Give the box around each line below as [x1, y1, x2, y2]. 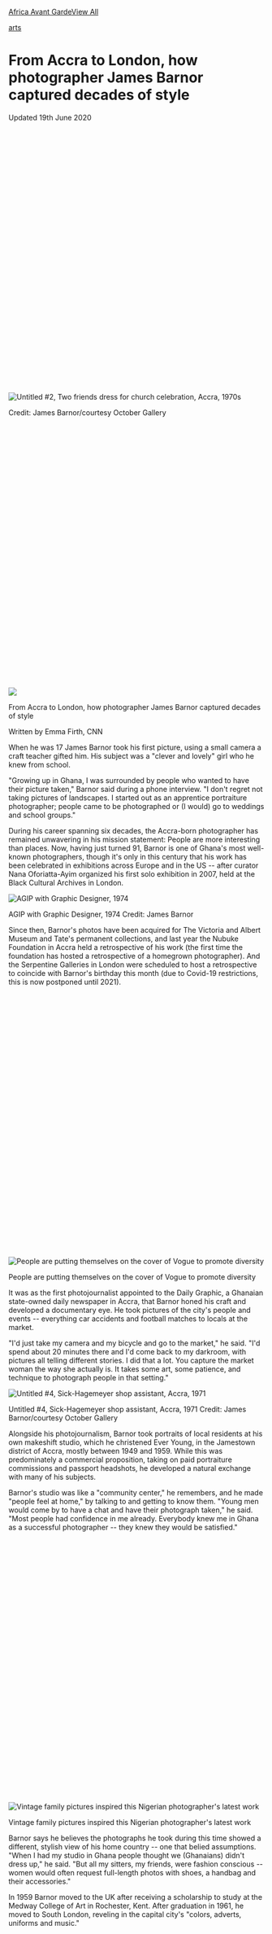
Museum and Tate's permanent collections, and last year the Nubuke [8, 934, 240, 943]
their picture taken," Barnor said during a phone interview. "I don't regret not [8, 784, 263, 794]
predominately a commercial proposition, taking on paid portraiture [8, 1455, 233, 1464]
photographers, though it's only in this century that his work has [32, 851, 248, 861]
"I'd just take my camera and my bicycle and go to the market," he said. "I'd [8, 1338, 261, 1348]
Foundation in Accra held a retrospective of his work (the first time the [8, 942, 244, 952]
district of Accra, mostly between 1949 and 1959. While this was [8, 1446, 223, 1455]
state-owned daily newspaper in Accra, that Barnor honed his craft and [8, 1296, 246, 1306]
